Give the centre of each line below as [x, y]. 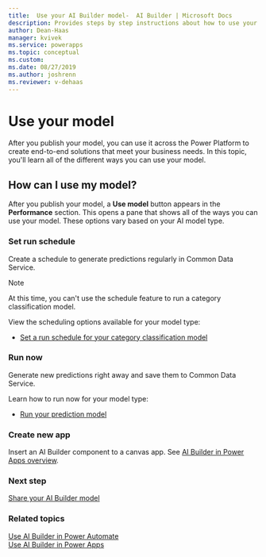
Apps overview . [34, 460]
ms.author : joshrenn [42, 75]
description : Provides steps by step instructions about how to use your [133, 23]
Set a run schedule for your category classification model [114, 337]
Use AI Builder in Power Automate [64, 536]
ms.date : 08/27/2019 [42, 67]
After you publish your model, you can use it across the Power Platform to [129, 143]
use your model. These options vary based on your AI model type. [116, 221]
